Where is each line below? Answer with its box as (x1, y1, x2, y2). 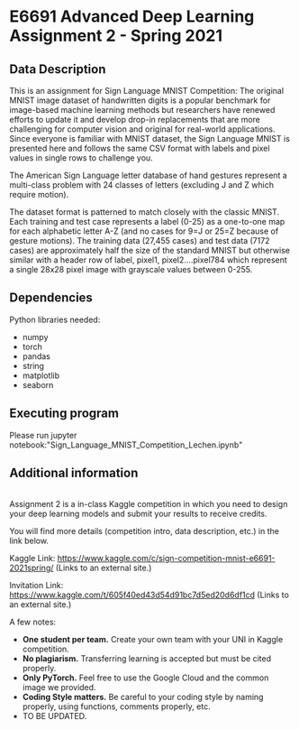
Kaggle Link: (9, 553, 56, 564)
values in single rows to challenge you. (9, 152, 153, 163)
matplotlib (22, 370, 60, 381)
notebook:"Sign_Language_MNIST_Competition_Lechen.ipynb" (9, 439, 243, 450)
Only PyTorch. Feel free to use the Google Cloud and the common (22, 672, 269, 683)
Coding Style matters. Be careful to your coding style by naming (22, 692, 264, 703)
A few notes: (9, 616, 57, 628)
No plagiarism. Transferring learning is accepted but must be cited (22, 653, 272, 664)
